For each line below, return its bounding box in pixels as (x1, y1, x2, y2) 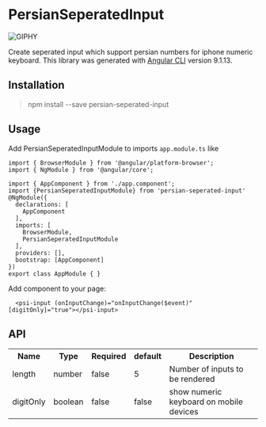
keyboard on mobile (169, 396, 244, 407)
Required (91, 351, 127, 362)
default (133, 351, 162, 362)
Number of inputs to (169, 364, 244, 375)
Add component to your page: (8, 284, 107, 293)
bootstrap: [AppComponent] (15, 256, 104, 264)
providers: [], (15, 249, 66, 257)
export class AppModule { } (8, 269, 101, 278)
